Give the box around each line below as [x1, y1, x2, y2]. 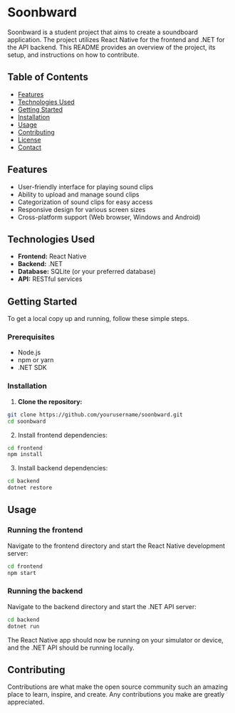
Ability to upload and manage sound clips [17, 190, 140, 199]
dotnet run [7, 623, 40, 630]
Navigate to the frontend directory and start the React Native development [7, 542, 226, 550]
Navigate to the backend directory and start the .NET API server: [7, 602, 197, 611]
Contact [17, 143, 41, 152]
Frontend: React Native [17, 252, 87, 260]
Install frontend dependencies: [17, 431, 108, 439]
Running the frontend [7, 525, 83, 535]
